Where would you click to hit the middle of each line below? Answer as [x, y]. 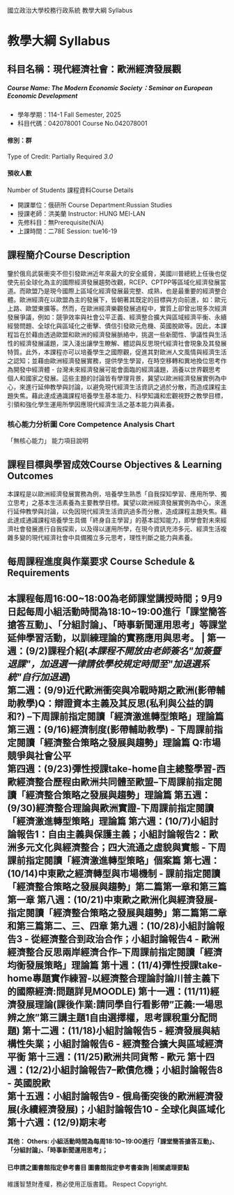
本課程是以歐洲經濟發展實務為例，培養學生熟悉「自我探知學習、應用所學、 [114, 494]
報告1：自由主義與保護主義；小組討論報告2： [113, 834]
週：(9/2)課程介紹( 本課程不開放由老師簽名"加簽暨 [114, 651]
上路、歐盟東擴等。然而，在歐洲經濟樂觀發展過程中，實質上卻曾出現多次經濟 [117, 308]
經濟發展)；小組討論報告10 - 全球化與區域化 [131, 1109]
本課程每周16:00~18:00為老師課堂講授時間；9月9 [115, 598]
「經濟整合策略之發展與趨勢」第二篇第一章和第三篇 [117, 887]
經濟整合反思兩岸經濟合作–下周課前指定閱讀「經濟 [115, 952]
